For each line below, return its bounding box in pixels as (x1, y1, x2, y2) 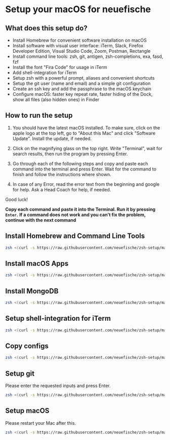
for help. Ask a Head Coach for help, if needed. (12, 186, 111, 192)
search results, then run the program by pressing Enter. (12, 151, 128, 157)
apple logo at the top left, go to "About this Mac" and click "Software (12, 130, 156, 136)
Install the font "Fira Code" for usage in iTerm (12, 64, 107, 70)
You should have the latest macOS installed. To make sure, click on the (12, 124, 160, 130)
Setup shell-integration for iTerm (5, 314, 111, 323)
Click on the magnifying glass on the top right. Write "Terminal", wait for (12, 145, 163, 151)
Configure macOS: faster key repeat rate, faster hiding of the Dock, (12, 91, 153, 97)
